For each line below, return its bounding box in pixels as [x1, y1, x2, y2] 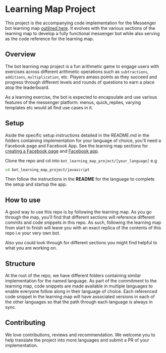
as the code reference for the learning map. [5, 36, 94, 42]
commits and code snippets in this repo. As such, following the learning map [5, 219, 162, 225]
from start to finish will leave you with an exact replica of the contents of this [5, 225, 162, 231]
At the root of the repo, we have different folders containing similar [5, 273, 141, 279]
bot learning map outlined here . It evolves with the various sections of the [5, 25, 156, 31]
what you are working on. [5, 245, 57, 251]
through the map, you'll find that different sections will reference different [5, 214, 155, 220]
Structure [5, 259, 36, 268]
